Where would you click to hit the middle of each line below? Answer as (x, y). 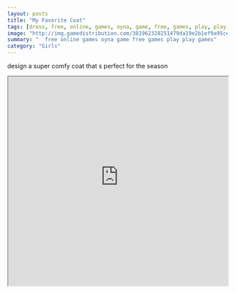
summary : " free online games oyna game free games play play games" (112, 40)
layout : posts (28, 14)
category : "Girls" (34, 46)
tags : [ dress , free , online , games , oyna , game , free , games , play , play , (118, 27)
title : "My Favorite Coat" (46, 20)
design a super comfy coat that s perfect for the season (88, 66)
